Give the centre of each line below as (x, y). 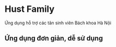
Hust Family (30, 9)
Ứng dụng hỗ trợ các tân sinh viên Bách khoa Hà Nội (58, 23)
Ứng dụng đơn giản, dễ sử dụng (54, 38)
